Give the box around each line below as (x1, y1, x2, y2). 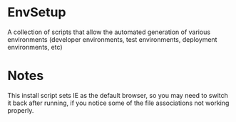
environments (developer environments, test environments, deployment (7, 35, 217, 43)
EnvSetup (7, 4, 66, 21)
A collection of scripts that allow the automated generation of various (7, 28, 211, 36)
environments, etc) (7, 43, 63, 51)
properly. (7, 106, 34, 114)
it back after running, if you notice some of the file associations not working (7, 99, 230, 107)
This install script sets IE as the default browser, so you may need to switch (7, 91, 228, 99)
